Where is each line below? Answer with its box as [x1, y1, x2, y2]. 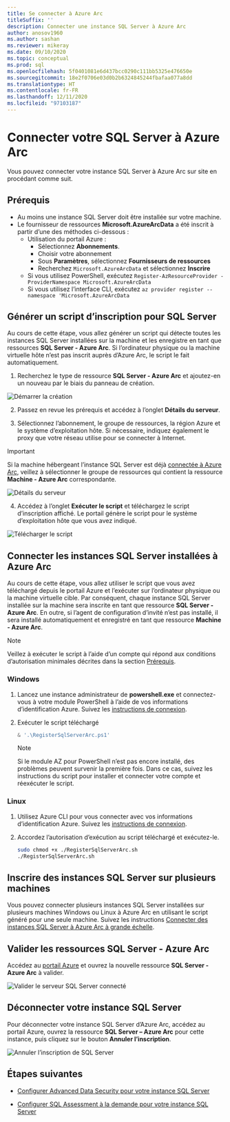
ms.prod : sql [7, 61, 45, 68]
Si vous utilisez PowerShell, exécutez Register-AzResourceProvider [27, 271, 218, 279]
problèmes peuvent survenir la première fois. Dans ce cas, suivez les [17, 765, 213, 773]
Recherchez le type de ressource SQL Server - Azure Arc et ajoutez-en [17, 372, 221, 380]
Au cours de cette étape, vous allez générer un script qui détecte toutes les [7, 329, 221, 337]
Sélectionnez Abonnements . [37, 242, 121, 250]
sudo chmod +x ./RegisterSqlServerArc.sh [17, 846, 138, 853]
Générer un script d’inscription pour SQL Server [7, 311, 217, 323]
